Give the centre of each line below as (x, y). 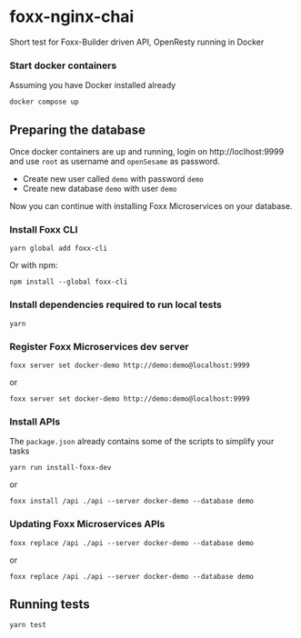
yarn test (28, 625)
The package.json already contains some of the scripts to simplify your (142, 442)
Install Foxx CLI (44, 229)
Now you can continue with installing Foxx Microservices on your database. (151, 206)
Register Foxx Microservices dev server (99, 346)
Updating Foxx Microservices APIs (87, 524)
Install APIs (35, 422)
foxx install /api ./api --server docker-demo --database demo (132, 502)
